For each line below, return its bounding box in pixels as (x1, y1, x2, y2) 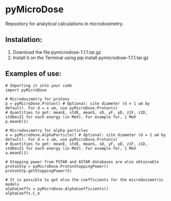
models (5, 182, 19, 187)
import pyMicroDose (5, 87, 47, 93)
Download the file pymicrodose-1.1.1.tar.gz (12, 49, 101, 55)
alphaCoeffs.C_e (5, 191, 40, 196)
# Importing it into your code (5, 83, 72, 88)
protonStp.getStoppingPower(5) (5, 168, 72, 173)
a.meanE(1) (5, 150, 29, 155)
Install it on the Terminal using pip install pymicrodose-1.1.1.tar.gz (12, 54, 149, 61)
